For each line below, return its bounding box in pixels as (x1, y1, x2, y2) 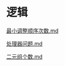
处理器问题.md (6, 40, 43, 47)
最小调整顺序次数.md (6, 27, 59, 34)
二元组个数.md (6, 53, 43, 60)
